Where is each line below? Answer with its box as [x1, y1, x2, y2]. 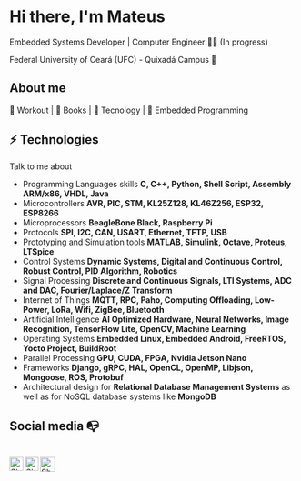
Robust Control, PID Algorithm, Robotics [22, 266, 178, 276]
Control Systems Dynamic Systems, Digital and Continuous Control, [22, 256, 284, 266]
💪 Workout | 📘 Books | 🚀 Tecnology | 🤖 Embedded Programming [9, 105, 248, 115]
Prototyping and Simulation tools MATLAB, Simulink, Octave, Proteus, [22, 236, 288, 247]
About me [9, 80, 66, 96]
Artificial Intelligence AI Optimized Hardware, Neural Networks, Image [22, 314, 289, 325]
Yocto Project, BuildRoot [22, 343, 117, 354]
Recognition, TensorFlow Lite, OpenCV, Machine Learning [22, 323, 246, 334]
